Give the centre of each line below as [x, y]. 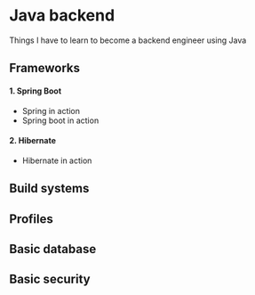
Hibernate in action [57, 160]
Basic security [50, 279]
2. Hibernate [32, 141]
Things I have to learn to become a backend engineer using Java [128, 40]
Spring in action [51, 111]
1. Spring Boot [36, 91]
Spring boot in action [60, 120]
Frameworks [45, 68]
